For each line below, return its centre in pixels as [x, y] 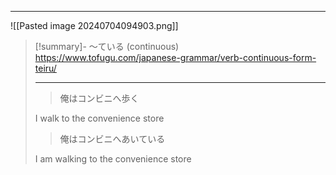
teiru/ [45, 68]
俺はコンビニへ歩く [99, 98]
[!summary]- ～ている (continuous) [107, 46]
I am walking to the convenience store [113, 159]
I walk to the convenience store [99, 118]
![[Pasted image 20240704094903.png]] [94, 25]
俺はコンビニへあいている [112, 139]
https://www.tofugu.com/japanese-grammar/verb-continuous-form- [175, 57]
